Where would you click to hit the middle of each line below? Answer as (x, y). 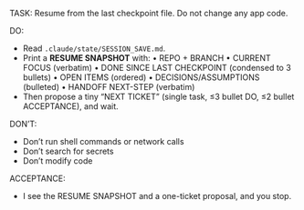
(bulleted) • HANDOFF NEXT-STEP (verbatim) (109, 87)
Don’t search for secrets (68, 151)
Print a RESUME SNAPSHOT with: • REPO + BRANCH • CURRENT (147, 58)
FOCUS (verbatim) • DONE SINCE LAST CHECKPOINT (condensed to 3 (157, 68)
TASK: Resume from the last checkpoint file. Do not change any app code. (149, 13)
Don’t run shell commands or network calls (103, 141)
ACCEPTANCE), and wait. (70, 106)
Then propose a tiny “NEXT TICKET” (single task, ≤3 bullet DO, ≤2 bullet (158, 96)
